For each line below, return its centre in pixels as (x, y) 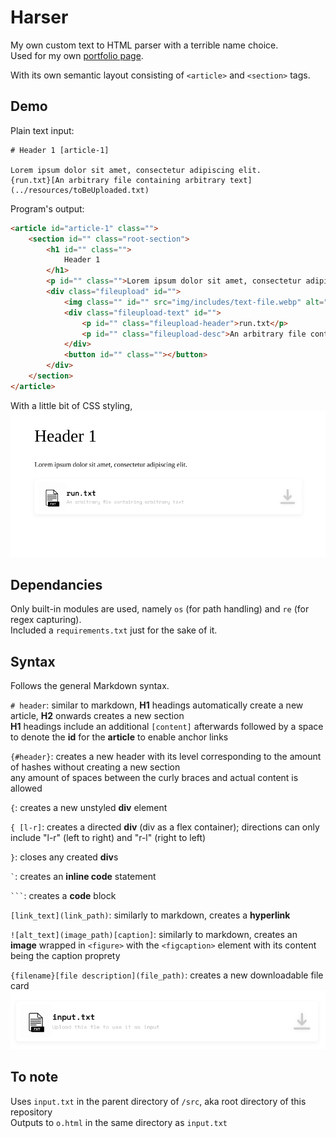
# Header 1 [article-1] (60, 150)
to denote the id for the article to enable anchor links (119, 737)
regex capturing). (46, 620)
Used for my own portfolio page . (77, 55)
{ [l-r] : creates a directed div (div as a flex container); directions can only (165, 827)
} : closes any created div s (64, 857)
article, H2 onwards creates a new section (97, 716)
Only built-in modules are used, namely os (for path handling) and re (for (160, 609)
